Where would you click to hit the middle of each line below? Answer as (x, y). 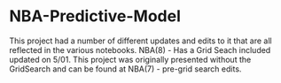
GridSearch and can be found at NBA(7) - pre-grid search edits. (125, 69)
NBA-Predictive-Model (95, 16)
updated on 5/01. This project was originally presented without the (130, 59)
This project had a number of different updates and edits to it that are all (140, 41)
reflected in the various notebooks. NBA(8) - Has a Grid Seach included (140, 49)
